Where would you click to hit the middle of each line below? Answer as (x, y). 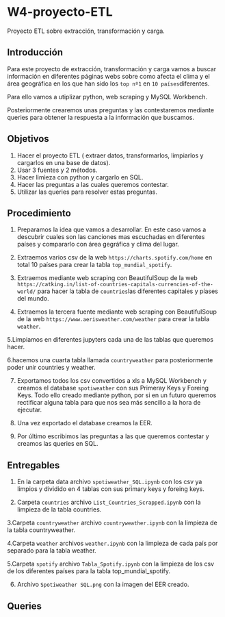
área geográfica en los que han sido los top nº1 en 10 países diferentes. (108, 84)
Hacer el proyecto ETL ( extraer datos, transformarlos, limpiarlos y (110, 155)
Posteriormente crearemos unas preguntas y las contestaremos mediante (110, 110)
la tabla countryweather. (41, 530)
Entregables (34, 465)
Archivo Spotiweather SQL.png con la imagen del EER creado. (103, 584)
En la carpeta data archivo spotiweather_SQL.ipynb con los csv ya (109, 482)
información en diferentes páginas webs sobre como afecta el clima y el (108, 76)
